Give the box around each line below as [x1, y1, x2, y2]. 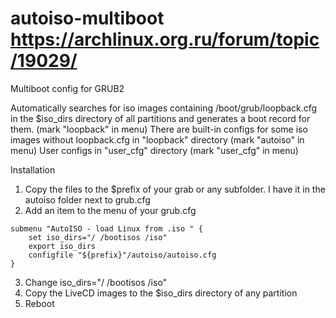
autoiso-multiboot [10, 7, 165, 30]
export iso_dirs [28, 241, 97, 251]
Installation [10, 163, 56, 176]
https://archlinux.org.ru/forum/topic [10, 28, 320, 51]
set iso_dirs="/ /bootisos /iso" [28, 232, 168, 242]
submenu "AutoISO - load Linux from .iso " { [10, 223, 203, 234]
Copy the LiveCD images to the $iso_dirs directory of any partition [24, 287, 298, 299]
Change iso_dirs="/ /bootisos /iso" [24, 276, 168, 288]
